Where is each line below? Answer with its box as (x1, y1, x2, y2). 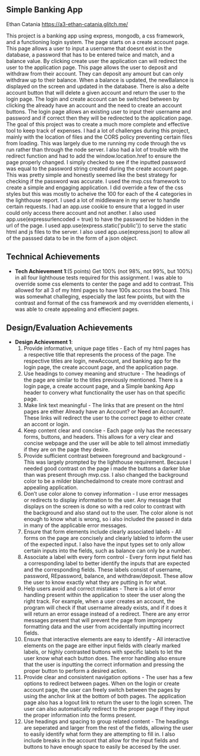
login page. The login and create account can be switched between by (6, 95, 180, 102)
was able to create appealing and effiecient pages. (14, 305, 139, 313)
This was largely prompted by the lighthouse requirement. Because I (23, 458, 192, 466)
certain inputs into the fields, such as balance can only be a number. (23, 547, 192, 554)
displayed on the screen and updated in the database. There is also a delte (6, 83, 189, 90)
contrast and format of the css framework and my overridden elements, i (14, 299, 193, 306)
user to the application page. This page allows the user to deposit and (6, 64, 177, 71)
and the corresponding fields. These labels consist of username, (23, 566, 183, 573)
